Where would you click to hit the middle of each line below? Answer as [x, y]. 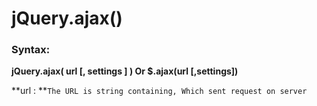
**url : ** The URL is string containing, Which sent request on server [159, 91]
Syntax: [31, 50]
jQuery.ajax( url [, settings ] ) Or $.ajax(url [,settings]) [125, 71]
